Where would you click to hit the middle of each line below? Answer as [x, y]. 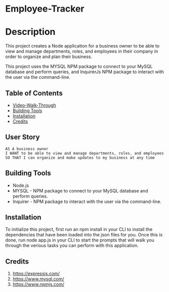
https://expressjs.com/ [36, 274]
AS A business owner [27, 149]
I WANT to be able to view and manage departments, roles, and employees [85, 153]
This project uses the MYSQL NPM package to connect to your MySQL [79, 67]
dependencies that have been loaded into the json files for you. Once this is [84, 235]
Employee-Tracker [45, 9]
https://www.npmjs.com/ [38, 284]
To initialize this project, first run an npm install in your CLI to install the [79, 229]
